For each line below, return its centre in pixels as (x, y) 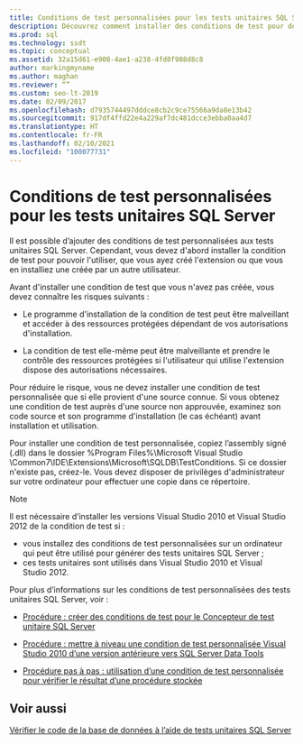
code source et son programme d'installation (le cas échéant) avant (135, 416)
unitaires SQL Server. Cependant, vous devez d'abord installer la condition (147, 250)
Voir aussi (38, 708)
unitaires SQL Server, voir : (59, 599)
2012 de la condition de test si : (67, 526)
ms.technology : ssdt (48, 43)
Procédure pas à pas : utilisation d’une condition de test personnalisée (153, 671)
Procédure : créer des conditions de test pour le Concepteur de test (148, 616)
